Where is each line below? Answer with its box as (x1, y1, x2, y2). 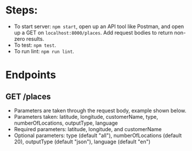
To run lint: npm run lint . (13, 47, 74, 54)
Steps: (5, 4, 38, 17)
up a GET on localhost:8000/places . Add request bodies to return (13, 29, 173, 36)
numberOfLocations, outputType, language (13, 119, 118, 126)
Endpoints (5, 68, 56, 82)
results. (26, 35, 44, 42)
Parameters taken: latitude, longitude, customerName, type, (13, 113, 159, 120)
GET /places (5, 91, 51, 101)
